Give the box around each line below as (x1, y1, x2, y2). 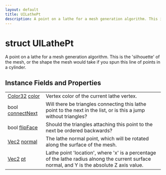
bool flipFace (7, 124, 38, 131)
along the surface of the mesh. (45, 141, 117, 148)
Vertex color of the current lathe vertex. (45, 93, 137, 100)
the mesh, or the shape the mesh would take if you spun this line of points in (5, 59, 161, 65)
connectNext (7, 110, 38, 117)
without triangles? (45, 113, 87, 120)
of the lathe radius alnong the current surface (45, 156, 151, 163)
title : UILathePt (5, 12, 41, 17)
